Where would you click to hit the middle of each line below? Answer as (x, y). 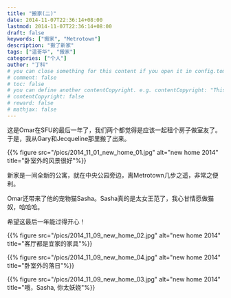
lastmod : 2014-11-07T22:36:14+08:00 (59, 26)
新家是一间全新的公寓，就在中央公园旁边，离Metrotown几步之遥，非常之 (110, 175)
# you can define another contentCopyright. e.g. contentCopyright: (107, 90)
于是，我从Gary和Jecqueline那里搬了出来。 (69, 138)
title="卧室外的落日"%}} (41, 265)
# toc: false (26, 84)
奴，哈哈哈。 (25, 206)
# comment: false (32, 77)
